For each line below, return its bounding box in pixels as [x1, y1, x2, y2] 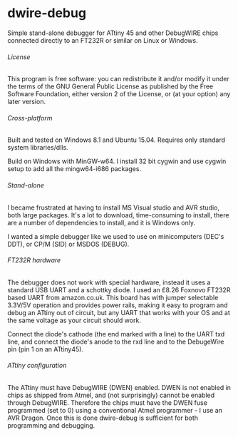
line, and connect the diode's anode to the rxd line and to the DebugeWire [7, 337, 224, 346]
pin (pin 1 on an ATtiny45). [7, 344, 84, 354]
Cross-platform [7, 113, 53, 122]
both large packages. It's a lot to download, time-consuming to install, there [7, 210, 229, 219]
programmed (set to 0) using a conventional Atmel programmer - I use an [7, 406, 223, 414]
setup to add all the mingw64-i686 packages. [7, 165, 141, 173]
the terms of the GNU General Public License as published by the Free [7, 82, 214, 91]
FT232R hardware [7, 256, 61, 264]
